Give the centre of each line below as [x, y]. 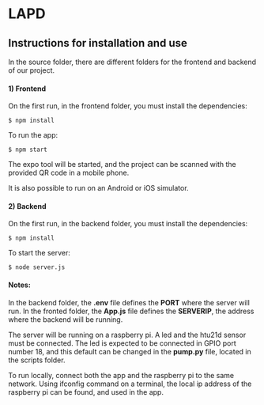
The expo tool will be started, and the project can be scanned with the [122, 165]
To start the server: [40, 253]
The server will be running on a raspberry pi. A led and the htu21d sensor [127, 335]
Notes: [20, 285]
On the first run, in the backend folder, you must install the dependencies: [128, 224]
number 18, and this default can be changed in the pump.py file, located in [130, 351]
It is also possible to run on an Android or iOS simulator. [98, 188]
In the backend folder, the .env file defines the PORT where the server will [129, 302]
